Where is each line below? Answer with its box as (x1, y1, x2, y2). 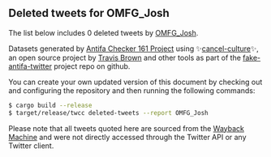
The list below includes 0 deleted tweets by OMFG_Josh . (8, 28, 199, 37)
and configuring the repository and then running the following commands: (8, 85, 256, 95)
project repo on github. (54, 61, 131, 71)
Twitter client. (8, 141, 54, 151)
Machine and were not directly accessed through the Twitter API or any (8, 132, 247, 142)
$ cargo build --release (8, 101, 92, 109)
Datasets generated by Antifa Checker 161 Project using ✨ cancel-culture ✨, (8, 44, 260, 53)
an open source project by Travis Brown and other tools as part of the (8, 53, 242, 62)
